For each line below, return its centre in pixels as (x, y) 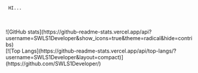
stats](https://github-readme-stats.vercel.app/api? (89, 32)
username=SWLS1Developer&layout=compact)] (65, 57)
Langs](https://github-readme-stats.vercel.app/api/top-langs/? (99, 51)
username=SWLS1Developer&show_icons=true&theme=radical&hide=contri (99, 38)
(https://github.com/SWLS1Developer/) (53, 63)
